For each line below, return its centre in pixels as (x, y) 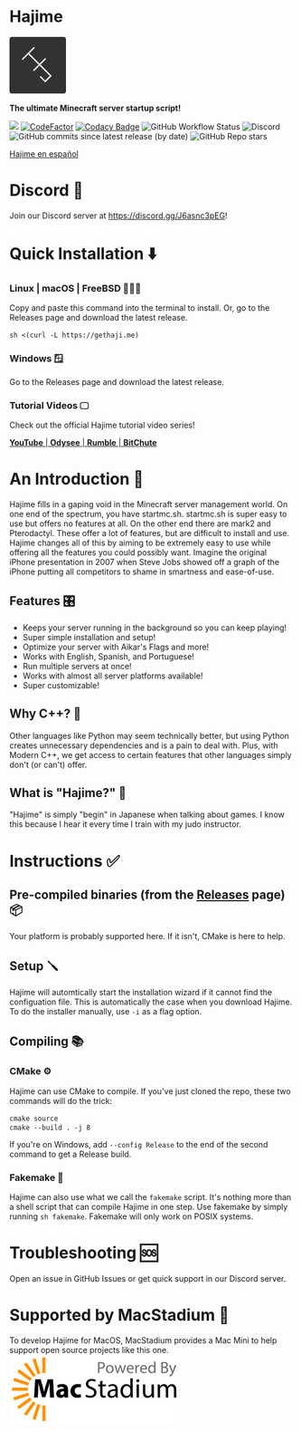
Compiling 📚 (47, 1041)
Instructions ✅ (65, 861)
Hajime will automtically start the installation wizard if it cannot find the (141, 993)
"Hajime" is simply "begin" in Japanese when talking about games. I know (147, 815)
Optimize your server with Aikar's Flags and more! (116, 647)
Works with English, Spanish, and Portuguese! (108, 656)
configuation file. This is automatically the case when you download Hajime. (151, 1002)
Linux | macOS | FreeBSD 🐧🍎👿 (75, 288)
